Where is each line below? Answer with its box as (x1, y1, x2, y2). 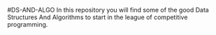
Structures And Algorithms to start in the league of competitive (7, 13, 188, 21)
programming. (7, 21, 48, 28)
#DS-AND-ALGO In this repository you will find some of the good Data (7, 6, 210, 14)
